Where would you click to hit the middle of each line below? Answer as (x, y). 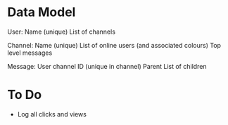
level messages (30, 53)
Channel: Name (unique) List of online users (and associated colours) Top (114, 45)
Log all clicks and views (52, 114)
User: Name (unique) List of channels (62, 32)
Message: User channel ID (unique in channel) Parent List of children (107, 66)
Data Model (42, 12)
